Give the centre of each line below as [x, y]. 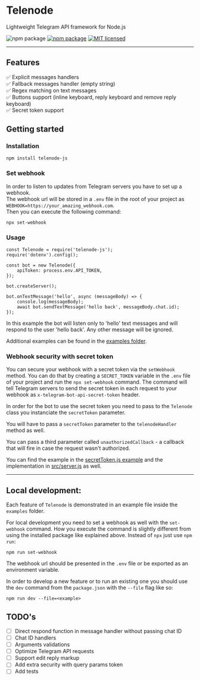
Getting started [35, 129]
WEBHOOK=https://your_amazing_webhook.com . [60, 205]
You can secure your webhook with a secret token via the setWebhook [91, 369]
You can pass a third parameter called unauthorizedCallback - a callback [95, 442]
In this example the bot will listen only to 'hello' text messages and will [92, 323]
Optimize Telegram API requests [54, 651]
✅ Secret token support [35, 110]
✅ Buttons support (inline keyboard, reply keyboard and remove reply [91, 97]
